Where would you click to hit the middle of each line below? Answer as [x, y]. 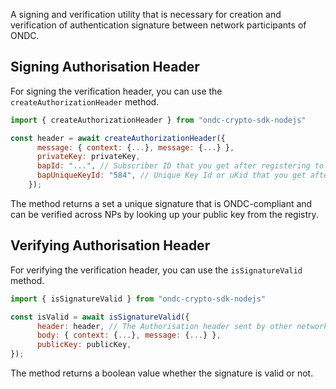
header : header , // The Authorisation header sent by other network [182, 326]
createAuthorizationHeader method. [85, 101]
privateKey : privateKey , [88, 157]
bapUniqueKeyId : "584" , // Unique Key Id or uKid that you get [171, 175]
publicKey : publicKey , [84, 345]
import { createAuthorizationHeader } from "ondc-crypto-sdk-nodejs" [158, 120]
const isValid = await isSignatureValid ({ [100, 317]
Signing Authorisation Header [105, 67]
